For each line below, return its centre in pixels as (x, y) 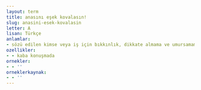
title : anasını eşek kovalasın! (46, 17)
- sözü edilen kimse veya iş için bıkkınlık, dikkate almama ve (88, 45)
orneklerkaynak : (26, 72)
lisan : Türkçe (24, 34)
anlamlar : (19, 39)
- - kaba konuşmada (31, 56)
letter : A (19, 28)
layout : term (22, 12)
